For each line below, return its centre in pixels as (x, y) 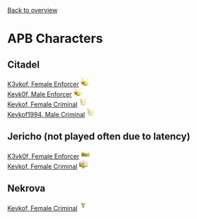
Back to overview (32, 10)
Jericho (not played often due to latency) (99, 137)
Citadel (24, 64)
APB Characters (55, 39)
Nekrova (26, 188)
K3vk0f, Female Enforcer (43, 156)
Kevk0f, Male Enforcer (40, 94)
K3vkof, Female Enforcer (43, 84)
